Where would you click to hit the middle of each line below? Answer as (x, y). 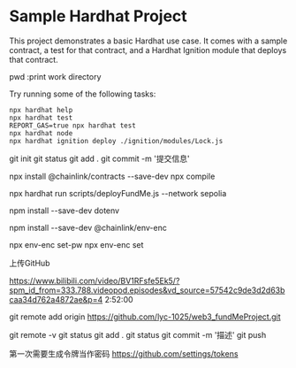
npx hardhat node (41, 133)
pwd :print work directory (55, 76)
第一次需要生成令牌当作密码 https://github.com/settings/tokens (124, 353)
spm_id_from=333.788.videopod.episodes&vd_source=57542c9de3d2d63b (147, 290)
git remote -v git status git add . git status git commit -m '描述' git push (138, 334)
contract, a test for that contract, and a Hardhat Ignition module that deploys (148, 50)
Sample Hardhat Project (98, 16)
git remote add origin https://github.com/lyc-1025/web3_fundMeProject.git (145, 317)
